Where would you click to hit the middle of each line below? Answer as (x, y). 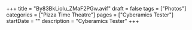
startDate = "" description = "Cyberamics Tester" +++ (73, 21)
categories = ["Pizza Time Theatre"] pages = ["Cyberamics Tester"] (90, 15)
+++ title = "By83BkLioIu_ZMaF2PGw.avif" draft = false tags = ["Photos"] (96, 9)
